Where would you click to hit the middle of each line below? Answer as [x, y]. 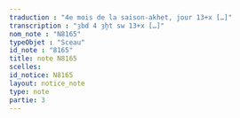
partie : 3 [28, 100]
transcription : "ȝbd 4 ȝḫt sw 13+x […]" [87, 26]
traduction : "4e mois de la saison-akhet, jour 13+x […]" [121, 17]
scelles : [25, 67]
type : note [29, 91]
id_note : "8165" [41, 51]
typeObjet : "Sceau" [48, 42]
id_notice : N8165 [41, 75]
